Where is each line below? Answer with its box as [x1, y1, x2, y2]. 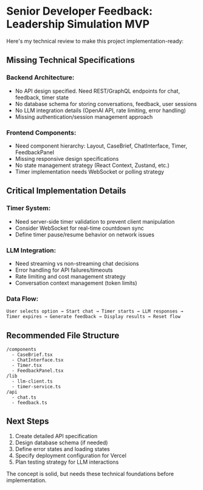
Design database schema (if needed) [15, 439, 108, 446]
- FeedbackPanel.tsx [12, 367, 64, 374]
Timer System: [6, 204, 51, 213]
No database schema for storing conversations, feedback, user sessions [15, 100, 198, 107]
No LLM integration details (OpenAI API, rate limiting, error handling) [15, 107, 187, 114]
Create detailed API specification [15, 432, 98, 439]
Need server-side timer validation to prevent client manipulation [15, 218, 175, 225]
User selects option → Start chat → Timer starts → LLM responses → [6, 308, 184, 314]
